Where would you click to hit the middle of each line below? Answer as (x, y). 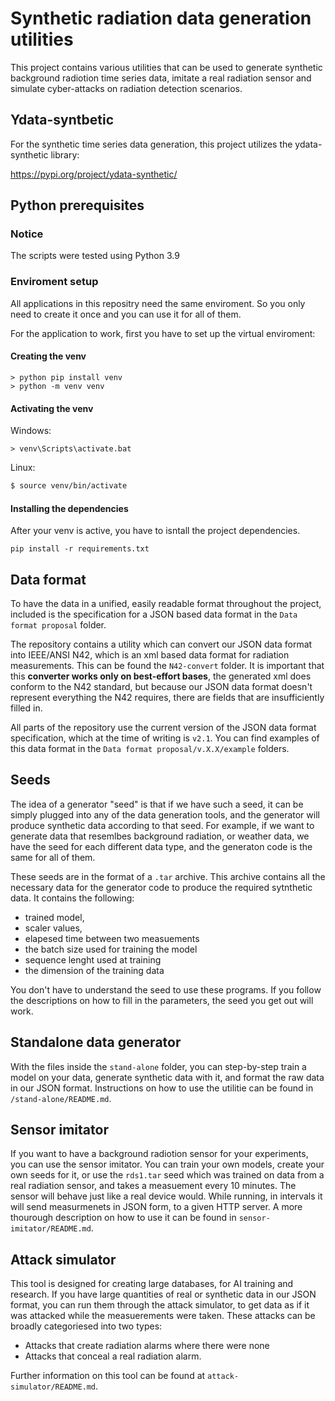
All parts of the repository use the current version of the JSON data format (163, 728)
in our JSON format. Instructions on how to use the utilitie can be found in (162, 1088)
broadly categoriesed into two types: (86, 1326)
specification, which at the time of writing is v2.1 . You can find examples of (165, 738)
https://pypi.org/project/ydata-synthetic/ (94, 174)
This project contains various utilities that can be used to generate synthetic (166, 67)
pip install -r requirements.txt (80, 549)
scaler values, (53, 928)
